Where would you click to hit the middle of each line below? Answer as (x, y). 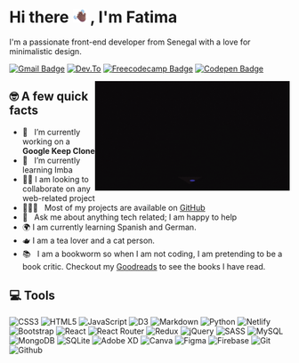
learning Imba (47, 169)
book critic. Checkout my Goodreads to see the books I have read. (144, 266)
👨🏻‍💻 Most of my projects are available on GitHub (114, 207)
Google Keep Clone (58, 150)
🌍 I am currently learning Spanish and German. (109, 227)
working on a (46, 141)
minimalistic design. (45, 51)
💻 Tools (32, 296)
